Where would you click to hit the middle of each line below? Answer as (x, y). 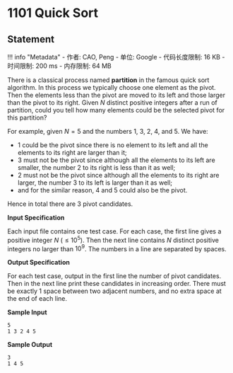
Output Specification (39, 263)
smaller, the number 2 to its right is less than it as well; (96, 167)
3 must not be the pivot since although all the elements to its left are (116, 160)
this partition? (27, 117)
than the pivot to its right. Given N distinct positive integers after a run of (112, 103)
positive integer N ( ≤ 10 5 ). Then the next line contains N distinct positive (113, 240)
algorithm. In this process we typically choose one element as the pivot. (112, 87)
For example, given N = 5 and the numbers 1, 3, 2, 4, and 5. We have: (108, 131)
